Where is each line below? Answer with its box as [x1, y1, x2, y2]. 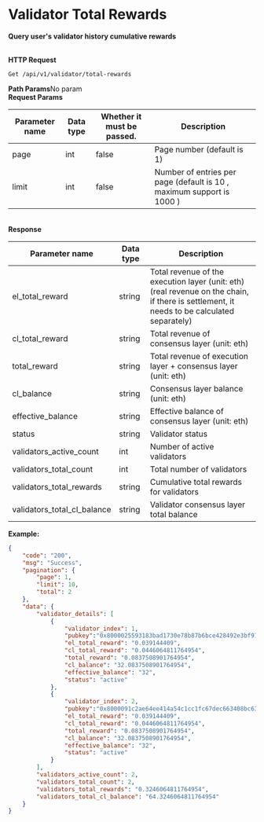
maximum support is [154, 186, 230, 197]
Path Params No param [8, 84, 82, 94]
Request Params [8, 92, 63, 101]
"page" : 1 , [36, 574, 72, 582]
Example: [8, 529, 40, 538]
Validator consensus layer [149, 499, 246, 510]
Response [8, 224, 42, 233]
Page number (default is [154, 144, 244, 155]
